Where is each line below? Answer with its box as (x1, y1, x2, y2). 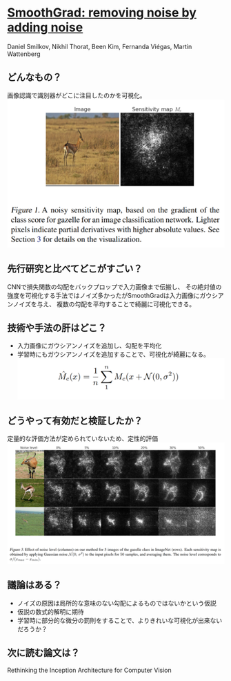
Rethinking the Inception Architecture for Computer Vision (7, 666, 172, 674)
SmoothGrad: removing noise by (7, 5, 197, 21)
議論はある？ (7, 579, 62, 591)
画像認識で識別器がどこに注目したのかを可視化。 (7, 91, 146, 100)
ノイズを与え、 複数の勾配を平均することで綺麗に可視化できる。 (12, 299, 196, 308)
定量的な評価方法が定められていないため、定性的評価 (7, 434, 159, 442)
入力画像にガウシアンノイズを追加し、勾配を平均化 (17, 342, 162, 350)
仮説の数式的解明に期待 (17, 607, 84, 616)
